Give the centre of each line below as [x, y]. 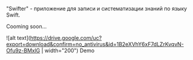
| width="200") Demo [68, 50]
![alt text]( [19, 38]
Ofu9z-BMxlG [23, 50]
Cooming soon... [27, 26]
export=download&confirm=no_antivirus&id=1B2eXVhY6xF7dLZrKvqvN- [95, 44]
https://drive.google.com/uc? [66, 38]
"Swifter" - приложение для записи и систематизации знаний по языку [96, 9]
